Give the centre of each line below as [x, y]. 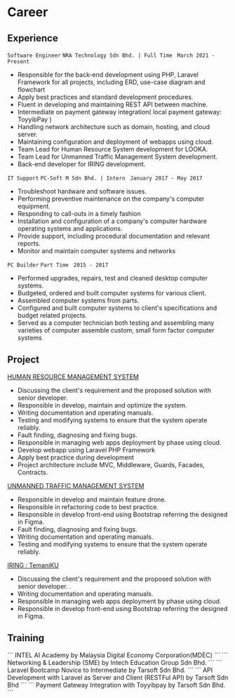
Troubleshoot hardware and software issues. [82, 191]
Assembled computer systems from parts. [78, 300]
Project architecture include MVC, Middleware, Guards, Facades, [111, 464]
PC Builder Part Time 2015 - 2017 [58, 265]
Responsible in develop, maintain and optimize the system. [102, 405]
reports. [29, 243]
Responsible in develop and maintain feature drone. [92, 499]
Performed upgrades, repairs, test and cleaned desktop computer [113, 278]
